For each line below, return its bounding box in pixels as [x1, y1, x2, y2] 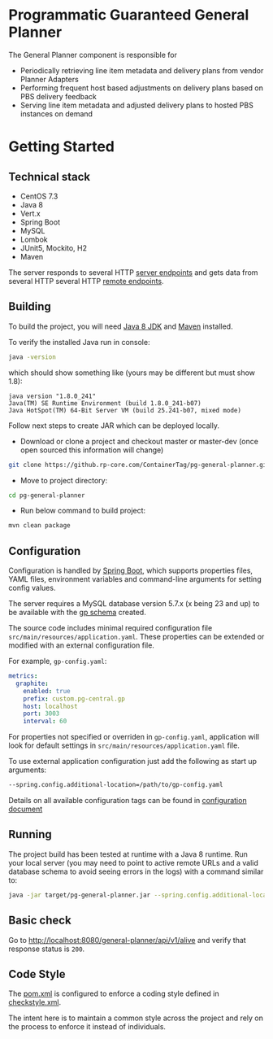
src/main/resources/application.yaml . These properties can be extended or [8, 632, 265, 642]
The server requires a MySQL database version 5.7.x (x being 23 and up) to [8, 599, 260, 609]
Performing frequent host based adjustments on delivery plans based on [19, 83, 264, 93]
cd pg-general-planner [8, 491, 85, 500]
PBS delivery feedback [19, 91, 97, 101]
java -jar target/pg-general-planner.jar [8, 891, 151, 899]
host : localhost [23, 702, 79, 710]
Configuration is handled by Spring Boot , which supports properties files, [8, 565, 253, 575]
